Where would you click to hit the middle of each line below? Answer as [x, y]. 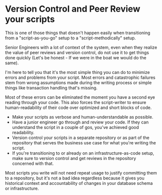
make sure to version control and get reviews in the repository [74, 158]
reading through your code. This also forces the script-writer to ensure [76, 102]
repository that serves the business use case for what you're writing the [84, 142]
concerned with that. [33, 163]
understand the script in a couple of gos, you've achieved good [75, 127]
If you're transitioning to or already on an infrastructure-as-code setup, [83, 153]
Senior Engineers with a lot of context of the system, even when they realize [81, 47]
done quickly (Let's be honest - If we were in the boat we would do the [76, 57]
